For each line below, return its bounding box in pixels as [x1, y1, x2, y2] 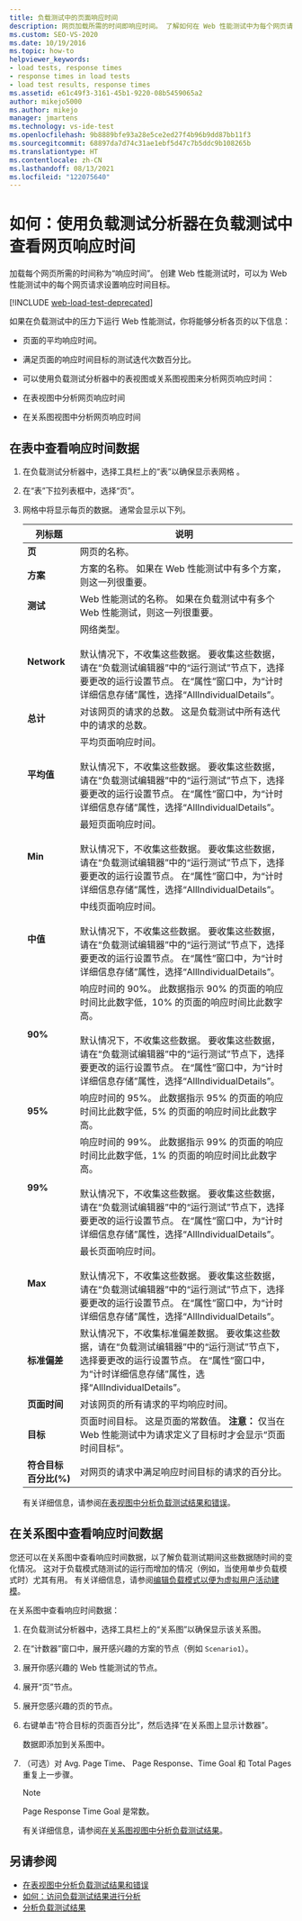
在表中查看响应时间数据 [9, 441, 139, 456]
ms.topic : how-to [9, 47, 75, 56]
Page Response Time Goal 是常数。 [22, 1806, 155, 1816]
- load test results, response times [9, 80, 151, 89]
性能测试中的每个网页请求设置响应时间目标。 [9, 279, 175, 290]
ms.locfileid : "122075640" [9, 172, 111, 181]
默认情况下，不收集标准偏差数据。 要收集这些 [79, 1327, 271, 1339]
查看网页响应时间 [9, 236, 137, 257]
